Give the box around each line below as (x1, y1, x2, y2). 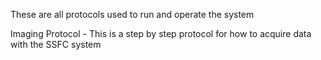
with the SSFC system (10, 39, 102, 50)
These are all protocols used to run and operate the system (10, 9, 255, 20)
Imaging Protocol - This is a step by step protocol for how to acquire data (10, 28, 312, 39)
